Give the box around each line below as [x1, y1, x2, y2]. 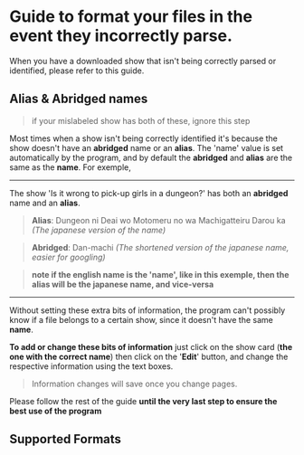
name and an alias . [9, 197, 81, 208]
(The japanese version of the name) [31, 224, 166, 235]
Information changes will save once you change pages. [31, 378, 238, 389]
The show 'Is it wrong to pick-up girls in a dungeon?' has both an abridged [9, 187, 289, 198]
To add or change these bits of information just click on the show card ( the [9, 341, 292, 352]
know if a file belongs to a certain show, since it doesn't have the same [9, 314, 273, 325]
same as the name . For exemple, [9, 161, 131, 173]
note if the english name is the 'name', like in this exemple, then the [31, 269, 290, 280]
